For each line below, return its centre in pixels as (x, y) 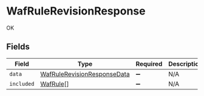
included (22, 84)
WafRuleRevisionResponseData (85, 74)
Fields (18, 47)
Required (149, 63)
